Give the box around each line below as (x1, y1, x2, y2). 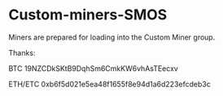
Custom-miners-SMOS (8, 6, 168, 24)
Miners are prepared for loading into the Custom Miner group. (8, 32, 216, 42)
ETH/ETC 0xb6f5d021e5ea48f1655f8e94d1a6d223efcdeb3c (8, 79, 212, 89)
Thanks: (8, 48, 36, 57)
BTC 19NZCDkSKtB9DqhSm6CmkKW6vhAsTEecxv (8, 63, 179, 73)
